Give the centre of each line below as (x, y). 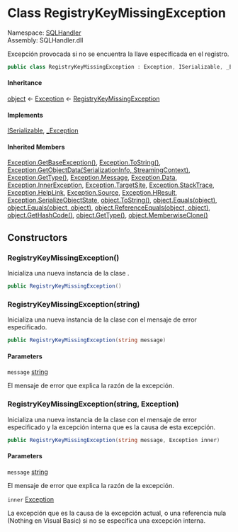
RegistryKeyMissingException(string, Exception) (93, 404)
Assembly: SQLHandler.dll (45, 40)
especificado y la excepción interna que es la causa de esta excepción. (112, 427)
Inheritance (25, 83)
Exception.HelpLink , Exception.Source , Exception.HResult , (92, 193)
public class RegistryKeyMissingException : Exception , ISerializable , (115, 67)
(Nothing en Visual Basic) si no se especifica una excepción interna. (107, 520)
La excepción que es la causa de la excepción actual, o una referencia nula (117, 513)
